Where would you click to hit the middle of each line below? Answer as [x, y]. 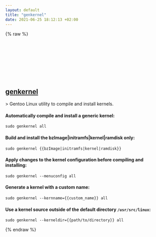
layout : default [22, 10]
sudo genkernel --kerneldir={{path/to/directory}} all [65, 220]
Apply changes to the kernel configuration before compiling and [74, 160]
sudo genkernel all [26, 126]
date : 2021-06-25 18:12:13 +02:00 [42, 19]
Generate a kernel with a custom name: [48, 187]
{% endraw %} [21, 230]
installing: [16, 165]
